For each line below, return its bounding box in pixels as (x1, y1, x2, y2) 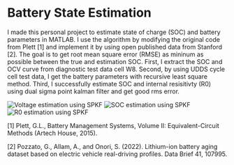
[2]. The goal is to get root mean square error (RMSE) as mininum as (7, 50, 204, 58)
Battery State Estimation (7, 5, 152, 21)
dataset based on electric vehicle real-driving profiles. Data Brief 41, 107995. (7, 150, 228, 158)
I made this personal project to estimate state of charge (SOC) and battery (7, 28, 221, 36)
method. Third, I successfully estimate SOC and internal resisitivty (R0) (7, 79, 212, 88)
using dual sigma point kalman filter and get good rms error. (7, 87, 180, 95)
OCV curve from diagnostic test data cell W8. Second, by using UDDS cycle (7, 65, 226, 73)
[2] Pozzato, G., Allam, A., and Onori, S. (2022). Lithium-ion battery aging (7, 142, 218, 150)
